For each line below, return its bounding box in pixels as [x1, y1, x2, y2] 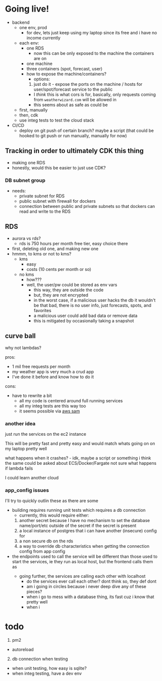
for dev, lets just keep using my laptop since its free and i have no [26, 30, 157, 35]
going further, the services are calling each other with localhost [19, 573, 146, 579]
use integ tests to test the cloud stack [19, 117, 94, 123]
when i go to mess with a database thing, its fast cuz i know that [26, 594, 155, 600]
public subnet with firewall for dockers [19, 198, 96, 204]
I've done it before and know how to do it [12, 374, 94, 380]
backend [12, 19, 30, 25]
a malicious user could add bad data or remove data [33, 313, 138, 318]
